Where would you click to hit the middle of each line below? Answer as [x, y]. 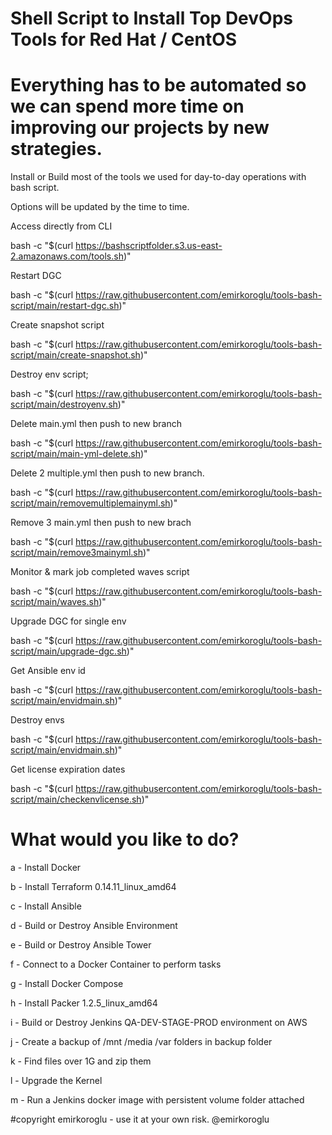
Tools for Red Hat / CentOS [124, 39]
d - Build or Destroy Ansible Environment [94, 926]
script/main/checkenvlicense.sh [76, 799]
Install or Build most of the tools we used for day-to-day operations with [158, 177]
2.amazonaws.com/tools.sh [67, 256]
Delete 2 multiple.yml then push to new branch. [107, 473]
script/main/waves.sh [55, 602]
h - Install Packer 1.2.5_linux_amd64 [84, 1003]
